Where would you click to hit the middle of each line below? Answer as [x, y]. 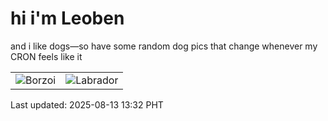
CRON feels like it [46, 56]
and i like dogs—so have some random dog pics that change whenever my [164, 46]
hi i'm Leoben [67, 18]
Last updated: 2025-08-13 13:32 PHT [87, 104]
